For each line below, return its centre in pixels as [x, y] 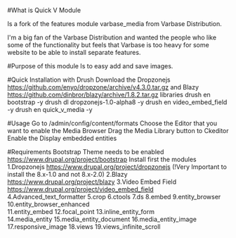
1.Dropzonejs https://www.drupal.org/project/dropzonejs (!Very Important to [117, 167]
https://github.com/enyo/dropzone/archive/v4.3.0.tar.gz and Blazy [103, 87]
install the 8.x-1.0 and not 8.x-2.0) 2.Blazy [67, 174]
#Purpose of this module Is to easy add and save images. [90, 66]
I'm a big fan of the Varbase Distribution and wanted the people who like [112, 37]
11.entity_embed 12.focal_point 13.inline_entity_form [81, 212]
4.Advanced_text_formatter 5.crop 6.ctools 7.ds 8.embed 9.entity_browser [114, 197]
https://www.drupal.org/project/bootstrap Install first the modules [102, 159]
